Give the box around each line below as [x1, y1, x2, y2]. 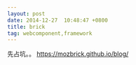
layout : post [7, 10, 46, 17]
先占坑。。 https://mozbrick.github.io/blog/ [7, 50, 129, 58]
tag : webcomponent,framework [7, 29, 93, 37]
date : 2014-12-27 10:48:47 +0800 [7, 17, 109, 24]
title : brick [7, 23, 46, 30]
